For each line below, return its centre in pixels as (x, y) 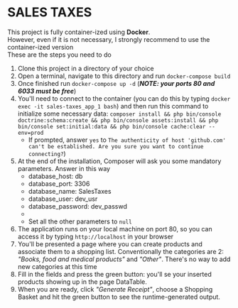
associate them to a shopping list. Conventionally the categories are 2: (120, 251)
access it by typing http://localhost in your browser (96, 236)
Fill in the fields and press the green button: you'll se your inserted (114, 274)
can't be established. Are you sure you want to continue (116, 146)
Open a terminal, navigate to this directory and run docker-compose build (124, 76)
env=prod (31, 133)
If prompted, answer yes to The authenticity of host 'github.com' (127, 140)
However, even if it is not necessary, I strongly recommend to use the (109, 39)
